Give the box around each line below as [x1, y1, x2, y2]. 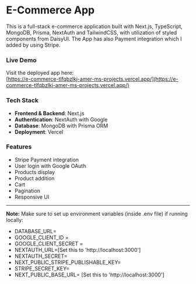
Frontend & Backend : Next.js [14, 109, 85, 117]
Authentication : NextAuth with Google [14, 116, 108, 123]
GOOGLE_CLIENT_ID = [14, 234, 69, 241]
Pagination [14, 187, 41, 194]
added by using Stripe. [6, 41, 61, 49]
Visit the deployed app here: [6, 70, 74, 77]
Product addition [14, 175, 55, 182]
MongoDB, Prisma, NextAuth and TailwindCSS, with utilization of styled [6, 29, 177, 36]
